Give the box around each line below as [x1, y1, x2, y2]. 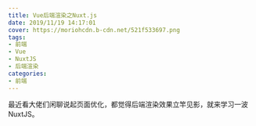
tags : [8, 33, 26, 41]
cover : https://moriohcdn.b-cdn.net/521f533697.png [8, 26, 180, 34]
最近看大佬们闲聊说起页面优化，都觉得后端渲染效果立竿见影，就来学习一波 [8, 99, 248, 109]
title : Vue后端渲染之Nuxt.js [8, 11, 98, 20]
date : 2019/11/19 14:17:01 [8, 19, 96, 27]
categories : [8, 70, 47, 77]
